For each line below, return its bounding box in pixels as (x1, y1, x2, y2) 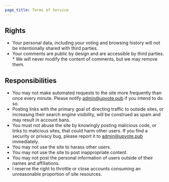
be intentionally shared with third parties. (12, 45, 98, 51)
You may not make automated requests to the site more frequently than (12, 90, 162, 96)
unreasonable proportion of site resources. (12, 171, 102, 177)
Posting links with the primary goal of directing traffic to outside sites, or (12, 106, 164, 112)
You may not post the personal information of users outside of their (12, 155, 153, 161)
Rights (5, 27, 26, 35)
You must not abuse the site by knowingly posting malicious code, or (12, 122, 157, 128)
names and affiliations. (12, 160, 60, 166)
